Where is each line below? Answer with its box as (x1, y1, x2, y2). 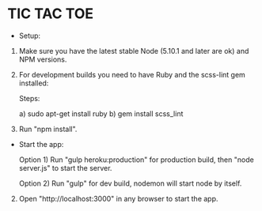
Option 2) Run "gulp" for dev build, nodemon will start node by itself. (18, 179, 242, 188)
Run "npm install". (18, 124, 78, 134)
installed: (18, 78, 49, 88)
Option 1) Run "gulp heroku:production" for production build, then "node (18, 155, 254, 164)
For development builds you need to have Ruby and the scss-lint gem (18, 70, 246, 79)
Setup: (18, 31, 41, 40)
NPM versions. (18, 55, 67, 64)
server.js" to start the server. (18, 163, 112, 172)
